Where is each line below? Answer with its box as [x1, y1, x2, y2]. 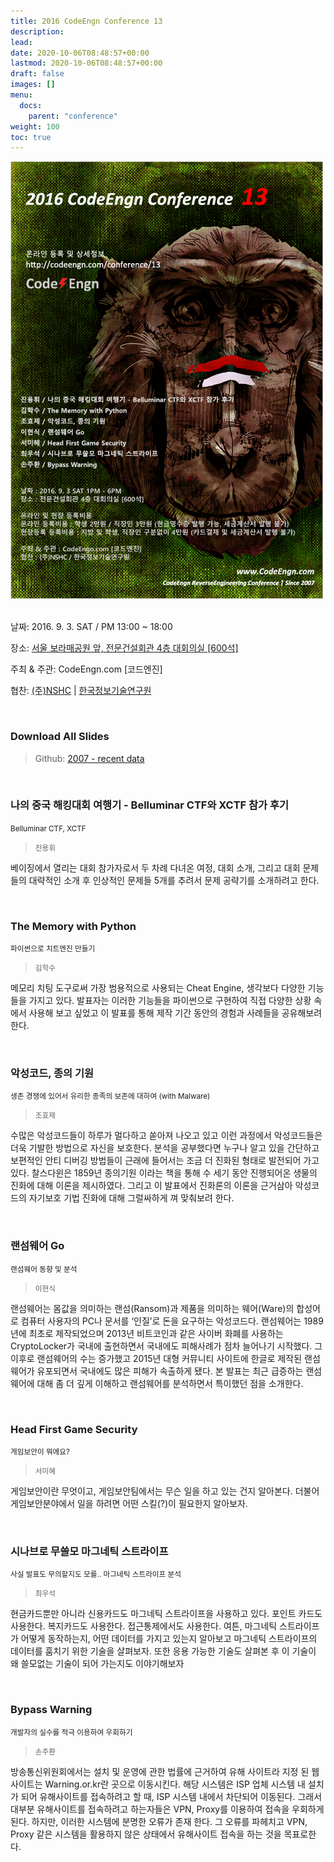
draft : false [10, 69, 65, 79]
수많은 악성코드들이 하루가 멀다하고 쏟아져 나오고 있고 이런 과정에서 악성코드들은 [10, 1130, 323, 1142]
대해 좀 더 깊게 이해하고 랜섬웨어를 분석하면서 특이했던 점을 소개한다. [36, 1377, 304, 1389]
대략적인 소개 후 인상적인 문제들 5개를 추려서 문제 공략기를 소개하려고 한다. [28, 874, 320, 886]
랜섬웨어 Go [10, 1239, 65, 1253]
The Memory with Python [10, 919, 137, 933]
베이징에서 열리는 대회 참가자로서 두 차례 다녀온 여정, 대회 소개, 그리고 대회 [10, 861, 301, 874]
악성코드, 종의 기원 [10, 1066, 95, 1080]
